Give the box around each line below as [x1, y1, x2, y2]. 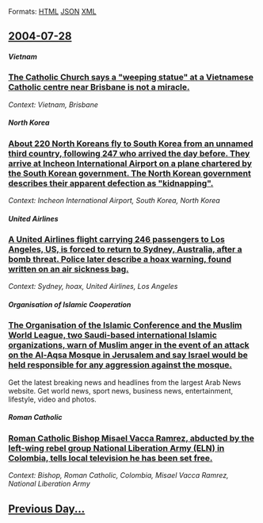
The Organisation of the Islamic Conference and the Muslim [8, 320, 242, 331]
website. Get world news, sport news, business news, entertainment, [8, 386, 234, 395]
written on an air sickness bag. [8, 263, 129, 275]
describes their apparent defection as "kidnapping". [8, 178, 214, 189]
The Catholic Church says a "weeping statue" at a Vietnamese [8, 71, 253, 83]
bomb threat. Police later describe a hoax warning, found [8, 254, 232, 265]
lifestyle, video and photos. [8, 394, 97, 404]
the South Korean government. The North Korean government [8, 167, 252, 179]
